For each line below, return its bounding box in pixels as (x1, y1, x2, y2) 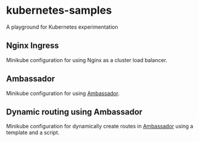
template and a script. (6, 129, 60, 136)
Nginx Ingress (6, 41, 59, 51)
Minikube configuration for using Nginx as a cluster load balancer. (6, 56, 168, 63)
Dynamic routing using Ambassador (6, 107, 143, 117)
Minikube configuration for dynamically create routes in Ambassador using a (6, 123, 194, 130)
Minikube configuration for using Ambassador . (6, 89, 120, 97)
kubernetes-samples (6, 4, 112, 17)
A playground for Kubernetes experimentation (6, 23, 118, 30)
